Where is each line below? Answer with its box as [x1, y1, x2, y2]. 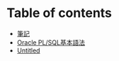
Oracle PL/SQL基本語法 [16, 38, 86, 47]
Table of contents [6, 5, 113, 21]
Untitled [16, 46, 40, 55]
